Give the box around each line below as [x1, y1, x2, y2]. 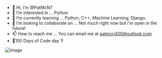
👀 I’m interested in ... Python [12, 10, 69, 16]
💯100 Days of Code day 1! [12, 38, 64, 43]
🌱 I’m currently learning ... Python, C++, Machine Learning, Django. [12, 15, 146, 20]
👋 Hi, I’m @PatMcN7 [12, 5, 53, 10]
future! [12, 25, 26, 31]
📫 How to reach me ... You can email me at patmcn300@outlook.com [12, 31, 152, 37]
